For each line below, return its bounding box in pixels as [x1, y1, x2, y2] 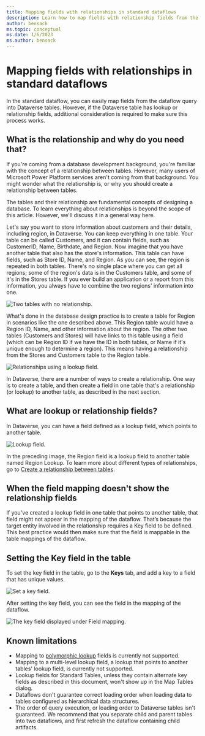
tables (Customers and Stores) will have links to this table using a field [6, 332, 184, 339]
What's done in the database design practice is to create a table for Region [6, 312, 195, 320]
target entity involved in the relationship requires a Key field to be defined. [6, 522, 193, 529]
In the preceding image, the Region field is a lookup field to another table [6, 452, 190, 460]
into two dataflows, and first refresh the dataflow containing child [15, 717, 181, 724]
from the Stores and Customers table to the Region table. [6, 351, 151, 359]
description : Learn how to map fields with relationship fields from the [6, 15, 199, 21]
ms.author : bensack [6, 37, 56, 44]
